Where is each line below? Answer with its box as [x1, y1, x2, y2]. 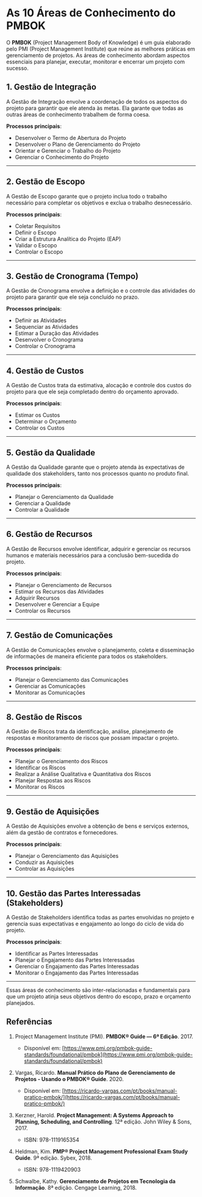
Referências [6, 1017, 53, 1027]
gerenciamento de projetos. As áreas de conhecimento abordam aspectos [6, 51, 191, 59]
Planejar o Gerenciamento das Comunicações [14, 676, 129, 683]
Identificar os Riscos [14, 764, 66, 772]
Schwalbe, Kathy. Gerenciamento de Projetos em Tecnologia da [14, 1177, 176, 1185]
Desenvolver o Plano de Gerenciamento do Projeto [14, 141, 141, 148]
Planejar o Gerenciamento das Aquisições [14, 853, 119, 860]
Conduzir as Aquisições [14, 859, 74, 866]
